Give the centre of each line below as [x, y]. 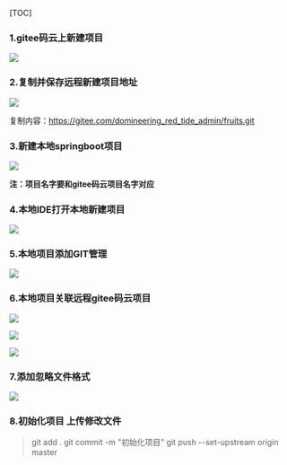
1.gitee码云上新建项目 [57, 38]
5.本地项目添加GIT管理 [58, 254]
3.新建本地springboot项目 [66, 145]
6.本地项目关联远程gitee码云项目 [80, 298]
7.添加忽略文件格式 [50, 376]
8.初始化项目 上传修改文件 [65, 421]
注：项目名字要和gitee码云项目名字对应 [82, 184]
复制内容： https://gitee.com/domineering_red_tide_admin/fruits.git [132, 120]
